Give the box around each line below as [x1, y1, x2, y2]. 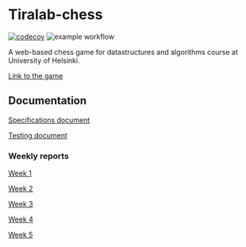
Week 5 [8, 230, 33, 240]
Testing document [8, 130, 67, 140]
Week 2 [8, 184, 33, 194]
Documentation [8, 94, 87, 108]
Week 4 [8, 214, 34, 224]
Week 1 [8, 168, 32, 178]
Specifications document [8, 115, 90, 125]
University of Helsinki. [8, 56, 81, 65]
